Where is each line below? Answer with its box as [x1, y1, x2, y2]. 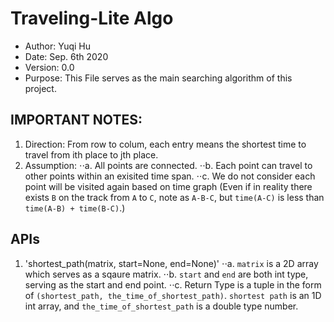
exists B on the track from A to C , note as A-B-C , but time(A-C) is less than [24, 191, 325, 203]
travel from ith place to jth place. [24, 148, 159, 161]
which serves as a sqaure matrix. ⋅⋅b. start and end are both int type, [24, 268, 309, 280]
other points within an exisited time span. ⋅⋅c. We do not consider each [24, 170, 316, 182]
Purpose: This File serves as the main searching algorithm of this [24, 72, 293, 84]
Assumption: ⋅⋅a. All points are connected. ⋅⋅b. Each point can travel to [24, 159, 313, 171]
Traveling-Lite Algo [10, 7, 174, 30]
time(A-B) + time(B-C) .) [24, 202, 126, 214]
